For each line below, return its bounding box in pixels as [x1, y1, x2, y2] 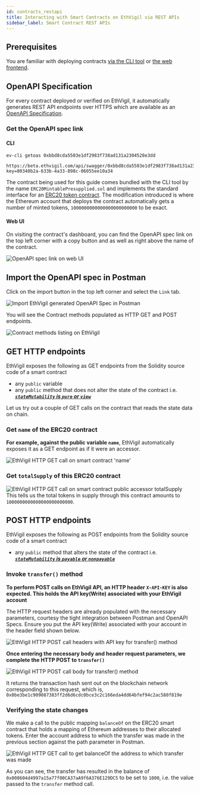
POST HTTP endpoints [6, 515, 91, 525]
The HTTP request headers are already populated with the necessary [6, 608, 176, 615]
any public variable [14, 380, 62, 387]
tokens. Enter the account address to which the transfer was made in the [6, 732, 185, 739]
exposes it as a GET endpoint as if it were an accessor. [6, 445, 141, 453]
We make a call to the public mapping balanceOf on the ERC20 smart [6, 719, 174, 726]
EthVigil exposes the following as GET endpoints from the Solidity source [6, 362, 185, 369]
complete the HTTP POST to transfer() [6, 656, 105, 663]
